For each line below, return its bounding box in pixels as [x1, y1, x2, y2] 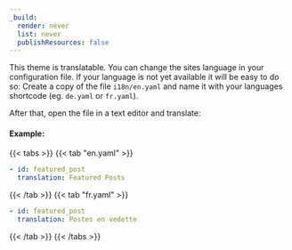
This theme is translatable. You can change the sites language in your [9, 62, 264, 73]
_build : [9, 12, 38, 22]
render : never [17, 21, 69, 30]
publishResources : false [17, 37, 109, 47]
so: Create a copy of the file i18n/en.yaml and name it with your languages [9, 81, 283, 92]
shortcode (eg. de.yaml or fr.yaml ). [9, 91, 139, 101]
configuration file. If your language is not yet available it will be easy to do [9, 72, 280, 83]
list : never [17, 29, 62, 38]
